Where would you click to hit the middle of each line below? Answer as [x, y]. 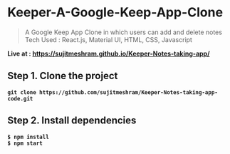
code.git [20, 98]
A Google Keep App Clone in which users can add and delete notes [124, 32]
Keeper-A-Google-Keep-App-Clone [115, 12]
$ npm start [25, 143]
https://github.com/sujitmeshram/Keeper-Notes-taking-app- [129, 92]
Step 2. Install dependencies [72, 121]
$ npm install [28, 137]
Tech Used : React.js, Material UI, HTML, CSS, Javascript [108, 39]
